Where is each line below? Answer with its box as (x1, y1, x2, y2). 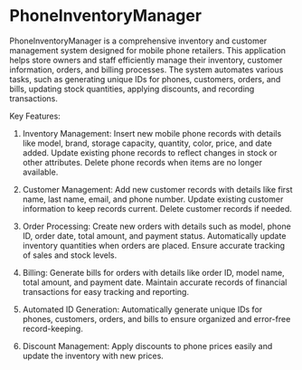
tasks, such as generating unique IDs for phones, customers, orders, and (9, 73, 281, 84)
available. (22, 166, 59, 177)
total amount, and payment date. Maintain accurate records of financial (22, 277, 288, 288)
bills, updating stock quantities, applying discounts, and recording (9, 83, 255, 94)
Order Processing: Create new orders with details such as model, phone (22, 221, 291, 232)
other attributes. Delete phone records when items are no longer (22, 157, 262, 167)
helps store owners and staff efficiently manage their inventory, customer (9, 54, 283, 65)
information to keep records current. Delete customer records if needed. (22, 203, 292, 213)
